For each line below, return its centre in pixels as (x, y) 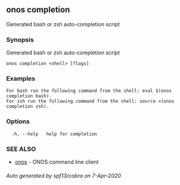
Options (18, 122)
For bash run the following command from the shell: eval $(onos (89, 91)
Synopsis (20, 39)
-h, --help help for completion (54, 134)
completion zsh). (28, 107)
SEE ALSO (21, 149)
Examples (21, 79)
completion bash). (29, 96)
